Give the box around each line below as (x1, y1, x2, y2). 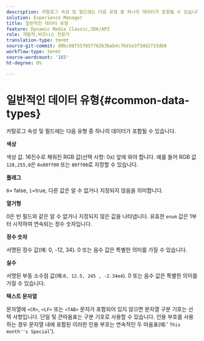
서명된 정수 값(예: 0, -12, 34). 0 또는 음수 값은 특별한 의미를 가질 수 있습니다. (6, 246, 188, 253)
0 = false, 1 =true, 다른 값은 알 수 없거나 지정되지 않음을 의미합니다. (6, 187, 163, 194)
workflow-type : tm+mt (6, 49, 61, 55)
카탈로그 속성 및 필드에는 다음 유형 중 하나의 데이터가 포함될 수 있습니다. (6, 127, 176, 135)
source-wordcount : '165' (6, 54, 69, 60)
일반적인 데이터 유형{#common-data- (6, 93, 190, 107)
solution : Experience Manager (6, 15, 83, 21)
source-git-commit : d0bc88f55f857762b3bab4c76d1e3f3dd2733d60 (6, 43, 167, 49)
